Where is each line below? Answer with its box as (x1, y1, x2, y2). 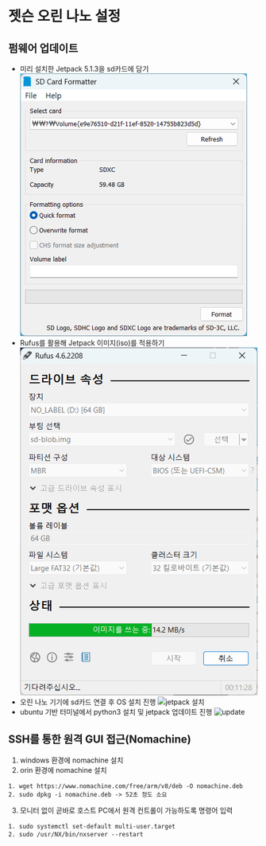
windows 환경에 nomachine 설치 (19, 755, 124, 765)
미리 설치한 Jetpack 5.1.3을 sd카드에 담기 (19, 64, 149, 73)
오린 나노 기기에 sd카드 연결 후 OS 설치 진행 (19, 697, 156, 707)
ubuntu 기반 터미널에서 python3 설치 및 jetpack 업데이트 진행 (19, 708, 213, 716)
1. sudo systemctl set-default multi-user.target (8, 822, 176, 830)
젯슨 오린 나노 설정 (8, 7, 121, 25)
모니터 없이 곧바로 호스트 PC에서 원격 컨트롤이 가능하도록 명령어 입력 (19, 805, 233, 815)
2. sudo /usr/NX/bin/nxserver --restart (8, 830, 145, 838)
